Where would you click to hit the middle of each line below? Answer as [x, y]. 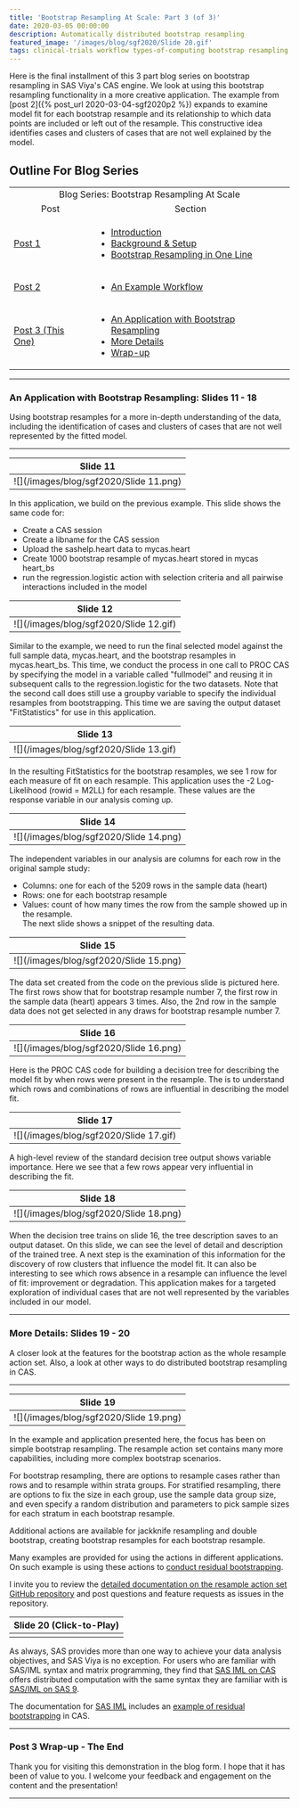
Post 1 [28, 243]
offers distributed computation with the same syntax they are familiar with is [148, 1679]
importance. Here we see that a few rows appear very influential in [131, 1167]
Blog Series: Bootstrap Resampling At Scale [149, 194]
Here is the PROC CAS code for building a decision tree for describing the [144, 1070]
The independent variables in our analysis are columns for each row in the [145, 859]
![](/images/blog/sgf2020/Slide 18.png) [98, 1213]
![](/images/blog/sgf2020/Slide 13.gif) [95, 750]
